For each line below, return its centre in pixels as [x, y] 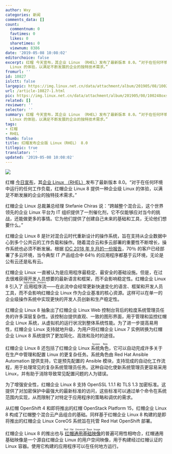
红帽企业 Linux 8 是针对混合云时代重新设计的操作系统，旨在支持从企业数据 [84, 236]
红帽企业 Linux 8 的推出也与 [35, 433]
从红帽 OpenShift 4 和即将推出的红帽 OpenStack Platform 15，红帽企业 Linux [86, 408]
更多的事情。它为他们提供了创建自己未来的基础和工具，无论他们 [95, 218]
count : [12, 24]
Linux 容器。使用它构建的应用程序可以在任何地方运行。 [63, 446]
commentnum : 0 [25, 29]
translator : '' [21, 153]
